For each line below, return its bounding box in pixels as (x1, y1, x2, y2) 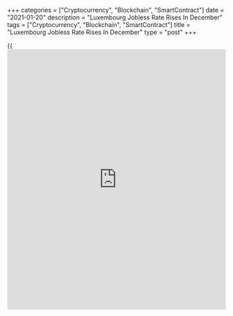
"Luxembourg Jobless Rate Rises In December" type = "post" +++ (7, 28, 197, 36)
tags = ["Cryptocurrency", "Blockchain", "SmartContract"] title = (7, 21, 191, 28)
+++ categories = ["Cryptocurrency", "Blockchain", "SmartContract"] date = (7, 6, 225, 14)
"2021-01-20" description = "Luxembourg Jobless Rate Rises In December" (7, 13, 223, 22)
